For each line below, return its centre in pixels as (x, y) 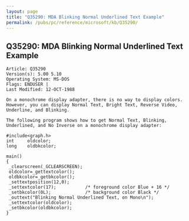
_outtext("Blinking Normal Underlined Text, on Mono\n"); (81, 197)
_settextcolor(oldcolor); (40, 203)
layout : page (22, 11)
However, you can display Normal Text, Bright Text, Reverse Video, (92, 105)
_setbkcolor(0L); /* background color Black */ (84, 192)
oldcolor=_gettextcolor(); (42, 172)
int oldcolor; (29, 141)
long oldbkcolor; (31, 146)
